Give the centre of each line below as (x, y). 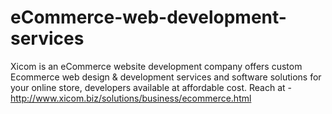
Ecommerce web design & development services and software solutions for (166, 77)
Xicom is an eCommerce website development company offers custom (156, 66)
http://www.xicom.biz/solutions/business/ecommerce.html (131, 98)
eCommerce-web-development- (148, 17)
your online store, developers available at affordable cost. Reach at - (151, 87)
